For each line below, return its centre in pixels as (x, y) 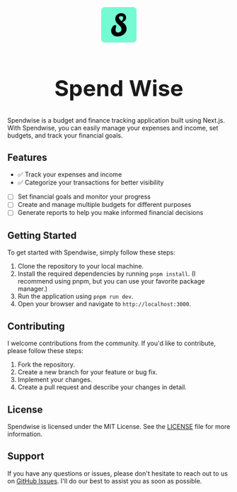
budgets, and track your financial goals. (65, 135)
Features (27, 157)
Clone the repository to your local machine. (80, 267)
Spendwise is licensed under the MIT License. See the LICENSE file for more (119, 426)
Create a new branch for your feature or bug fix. (87, 372)
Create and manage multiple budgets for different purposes (104, 205)
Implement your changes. (55, 380)
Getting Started (42, 235)
